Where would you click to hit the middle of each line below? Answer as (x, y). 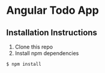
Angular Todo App (52, 10)
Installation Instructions (52, 33)
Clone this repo (34, 47)
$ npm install (24, 64)
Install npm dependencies (47, 53)
